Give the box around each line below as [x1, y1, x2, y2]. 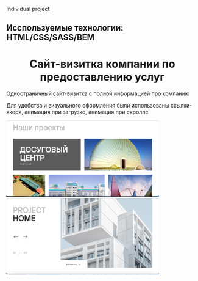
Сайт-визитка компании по [29, 57, 175, 71]
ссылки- [170, 102, 193, 109]
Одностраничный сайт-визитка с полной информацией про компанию [6, 90, 190, 97]
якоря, [6, 108, 23, 115]
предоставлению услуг [40, 70, 165, 84]
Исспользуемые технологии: [6, 23, 124, 33]
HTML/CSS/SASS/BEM [6, 32, 95, 43]
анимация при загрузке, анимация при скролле [24, 108, 149, 115]
